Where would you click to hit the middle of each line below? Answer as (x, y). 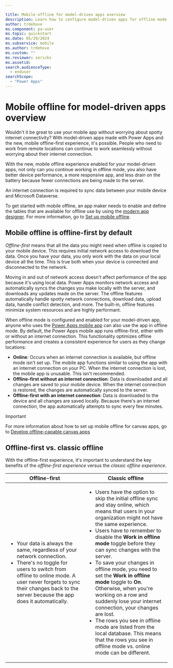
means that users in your (125, 511)
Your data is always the (45, 544)
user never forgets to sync (49, 582)
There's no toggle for (42, 563)
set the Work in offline (123, 575)
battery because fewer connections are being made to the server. (75, 180)
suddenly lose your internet (128, 601)
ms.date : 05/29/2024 (28, 39)
